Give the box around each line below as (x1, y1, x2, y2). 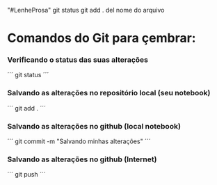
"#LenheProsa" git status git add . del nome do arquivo (7, 6, 165, 14)
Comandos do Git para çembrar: (7, 31, 196, 46)
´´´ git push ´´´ (7, 170, 46, 179)
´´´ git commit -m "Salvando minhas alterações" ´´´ (7, 137, 151, 145)
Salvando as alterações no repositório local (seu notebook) (7, 88, 211, 98)
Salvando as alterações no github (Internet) (7, 154, 157, 164)
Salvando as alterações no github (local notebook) (7, 121, 181, 131)
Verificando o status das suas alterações (7, 55, 148, 65)
